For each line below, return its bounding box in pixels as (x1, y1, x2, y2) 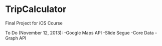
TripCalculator (5, 3, 67, 15)
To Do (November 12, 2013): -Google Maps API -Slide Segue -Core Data (5, 29, 154, 35)
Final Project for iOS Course (5, 20, 63, 26)
